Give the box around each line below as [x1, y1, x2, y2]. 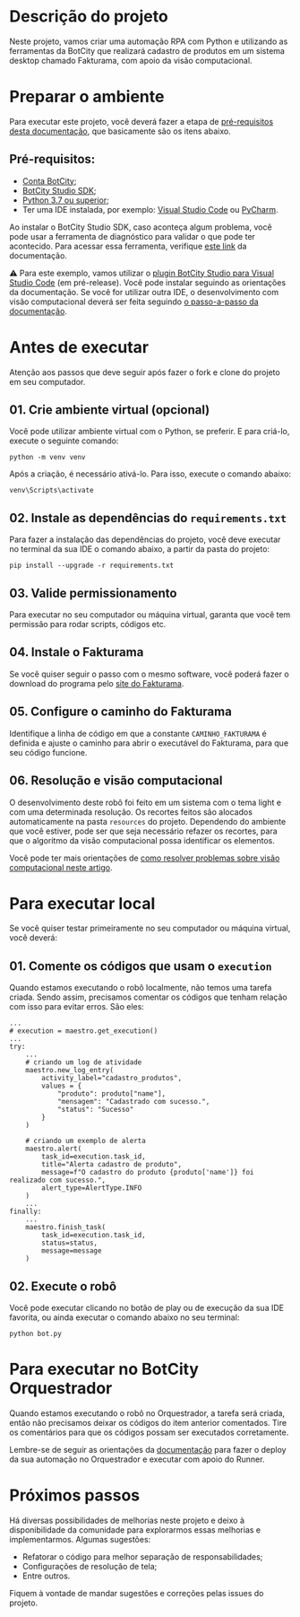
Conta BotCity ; [21, 175, 77, 186]
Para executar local [9, 893, 156, 913]
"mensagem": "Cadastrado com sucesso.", [56, 1097, 210, 1106]
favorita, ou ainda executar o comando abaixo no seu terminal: [9, 1312, 240, 1323]
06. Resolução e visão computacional [9, 774, 223, 789]
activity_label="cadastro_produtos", [41, 1074, 182, 1083]
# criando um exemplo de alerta [25, 1137, 146, 1146]
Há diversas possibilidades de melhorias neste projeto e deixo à [9, 1515, 244, 1525]
